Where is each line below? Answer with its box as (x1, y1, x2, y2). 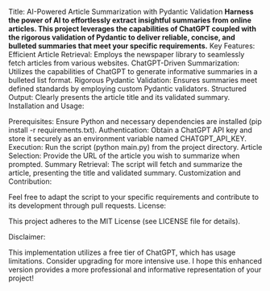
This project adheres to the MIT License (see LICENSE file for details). (8, 217, 240, 226)
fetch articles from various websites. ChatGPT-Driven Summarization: (8, 58, 240, 68)
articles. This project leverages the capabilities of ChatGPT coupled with (8, 24, 256, 33)
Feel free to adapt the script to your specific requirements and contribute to (8, 193, 260, 202)
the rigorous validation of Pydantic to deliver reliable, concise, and (8, 32, 235, 42)
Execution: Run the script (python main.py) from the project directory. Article (8, 143, 263, 152)
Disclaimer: (8, 232, 46, 241)
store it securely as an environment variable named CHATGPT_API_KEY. (8, 134, 247, 143)
